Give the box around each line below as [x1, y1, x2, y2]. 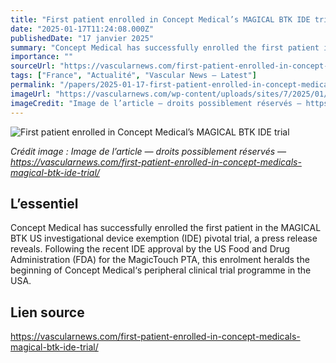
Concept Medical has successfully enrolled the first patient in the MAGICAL [10, 222, 322, 234]
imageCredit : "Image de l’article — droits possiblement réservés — [10, 98, 302, 108]
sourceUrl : [10, 61, 56, 71]
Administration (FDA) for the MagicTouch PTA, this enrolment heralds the [10, 254, 310, 266]
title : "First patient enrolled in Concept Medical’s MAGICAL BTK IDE [10, 14, 311, 25]
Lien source [10, 304, 85, 321]
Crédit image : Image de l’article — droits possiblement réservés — [10, 145, 287, 157]
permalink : [10, 80, 56, 90]
